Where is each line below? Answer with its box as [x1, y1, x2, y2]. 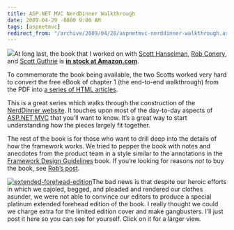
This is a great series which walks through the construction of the [7, 99, 196, 107]
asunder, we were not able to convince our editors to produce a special [7, 192, 212, 201]
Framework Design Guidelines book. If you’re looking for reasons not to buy [7, 157, 224, 165]
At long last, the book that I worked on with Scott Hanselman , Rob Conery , [14, 49, 227, 58]
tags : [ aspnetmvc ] [7, 23, 61, 30]
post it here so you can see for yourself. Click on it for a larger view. [7, 215, 201, 223]
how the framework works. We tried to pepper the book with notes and [7, 142, 211, 151]
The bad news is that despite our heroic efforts [91, 178, 227, 186]
